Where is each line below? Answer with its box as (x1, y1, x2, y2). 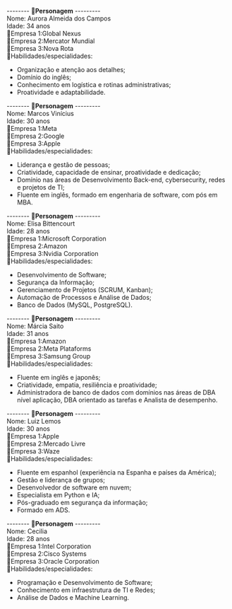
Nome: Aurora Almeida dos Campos (6, 14, 111, 23)
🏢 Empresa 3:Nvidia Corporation (6, 250, 99, 257)
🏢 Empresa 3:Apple (6, 139, 61, 148)
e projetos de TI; (16, 183, 65, 191)
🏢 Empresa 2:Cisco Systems (6, 550, 87, 558)
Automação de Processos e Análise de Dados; (16, 294, 152, 301)
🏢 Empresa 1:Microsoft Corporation (6, 234, 106, 243)
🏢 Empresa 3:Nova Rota (6, 45, 74, 52)
